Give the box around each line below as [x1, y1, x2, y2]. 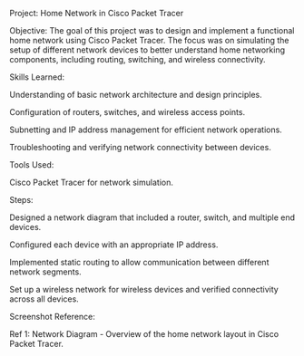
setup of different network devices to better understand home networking [9, 44, 286, 55]
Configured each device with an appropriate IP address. [9, 239, 219, 250]
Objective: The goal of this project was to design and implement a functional [9, 25, 295, 35]
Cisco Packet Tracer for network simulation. [9, 177, 174, 188]
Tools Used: [9, 159, 54, 170]
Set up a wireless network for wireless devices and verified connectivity [9, 284, 279, 294]
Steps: [9, 195, 34, 205]
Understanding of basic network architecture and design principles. [9, 90, 263, 100]
